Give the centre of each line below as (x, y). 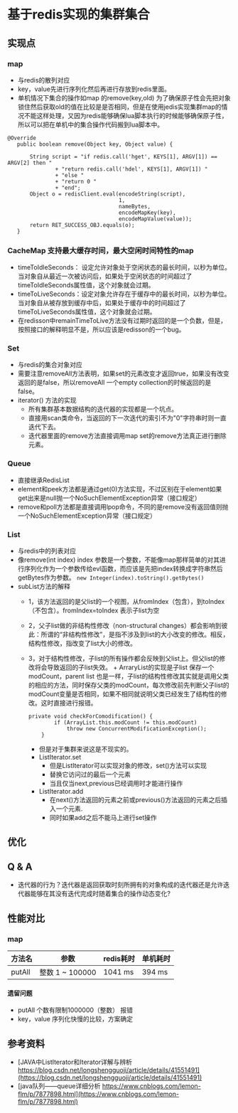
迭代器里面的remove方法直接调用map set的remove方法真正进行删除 (128, 436)
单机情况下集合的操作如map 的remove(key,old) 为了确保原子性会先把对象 (124, 97)
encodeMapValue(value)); (155, 219)
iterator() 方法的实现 (47, 400)
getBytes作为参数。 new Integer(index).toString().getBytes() (111, 577)
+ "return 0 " (76, 181)
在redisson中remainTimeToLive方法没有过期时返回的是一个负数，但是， (122, 321)
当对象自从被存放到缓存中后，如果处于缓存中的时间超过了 (102, 303)
